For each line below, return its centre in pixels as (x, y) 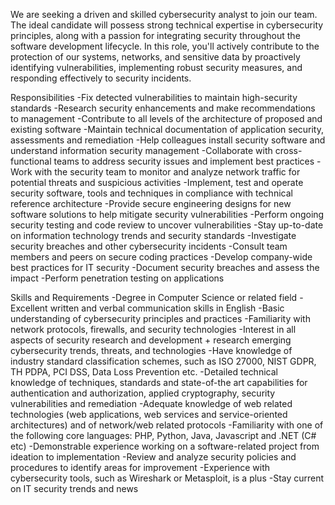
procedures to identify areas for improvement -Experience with (140, 467)
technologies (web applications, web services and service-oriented (149, 414)
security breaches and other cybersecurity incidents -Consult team (149, 246)
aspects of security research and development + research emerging (151, 340)
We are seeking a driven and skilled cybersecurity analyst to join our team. (164, 14)
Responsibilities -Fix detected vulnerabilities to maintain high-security (154, 97)
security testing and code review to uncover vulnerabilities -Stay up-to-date (167, 225)
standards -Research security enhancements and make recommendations (163, 108)
